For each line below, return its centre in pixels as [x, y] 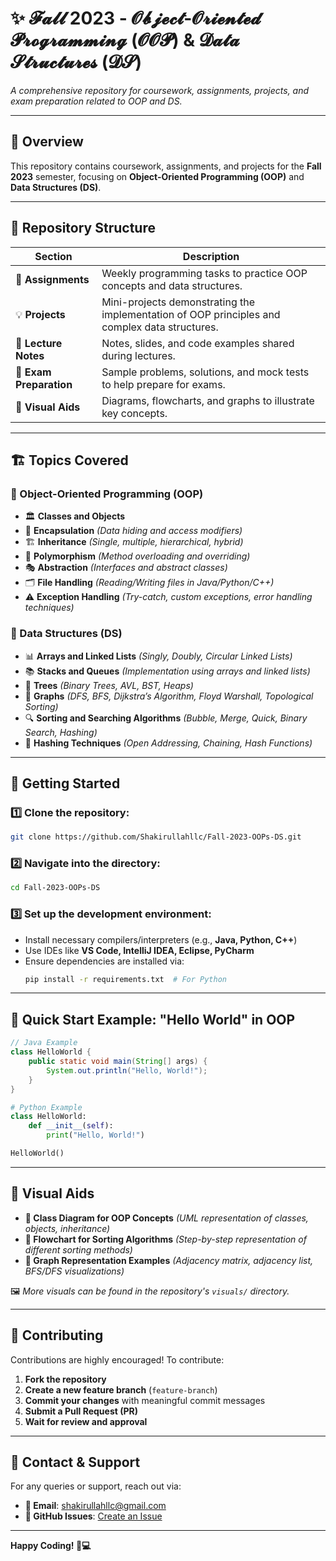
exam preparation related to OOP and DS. [96, 101]
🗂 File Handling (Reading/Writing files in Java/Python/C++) [149, 583]
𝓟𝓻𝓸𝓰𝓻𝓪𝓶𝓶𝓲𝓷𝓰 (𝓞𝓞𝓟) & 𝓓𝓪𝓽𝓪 [125, 40]
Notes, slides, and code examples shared [198, 343]
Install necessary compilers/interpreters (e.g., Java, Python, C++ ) [161, 939]
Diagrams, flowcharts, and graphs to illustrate [208, 400]
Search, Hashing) [61, 732]
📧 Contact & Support [75, 1462]
